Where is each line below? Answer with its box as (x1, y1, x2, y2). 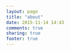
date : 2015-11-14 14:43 (6, 19, 65, 25)
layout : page (6, 8, 38, 15)
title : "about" (6, 14, 44, 20)
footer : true (6, 36, 38, 42)
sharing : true (6, 30, 41, 36)
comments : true (6, 25, 44, 31)
